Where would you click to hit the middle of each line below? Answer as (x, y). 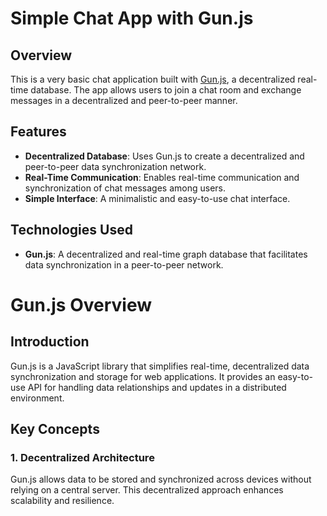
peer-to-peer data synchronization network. (115, 166)
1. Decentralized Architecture (82, 457)
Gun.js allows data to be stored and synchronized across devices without (161, 479)
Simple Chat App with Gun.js (132, 18)
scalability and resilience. (62, 501)
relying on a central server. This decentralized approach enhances (147, 490)
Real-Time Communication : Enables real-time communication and (162, 177)
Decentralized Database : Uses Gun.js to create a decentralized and (164, 156)
